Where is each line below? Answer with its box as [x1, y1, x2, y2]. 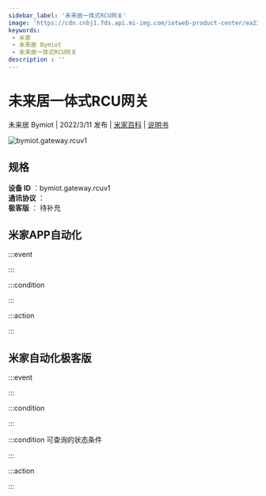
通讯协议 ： [8, 193, 45, 203]
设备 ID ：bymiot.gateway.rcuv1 [8, 183, 111, 192]
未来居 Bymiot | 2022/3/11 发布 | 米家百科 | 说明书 [8, 119, 169, 129]
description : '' [8, 56, 66, 64]
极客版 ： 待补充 [8, 203, 61, 212]
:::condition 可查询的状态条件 [8, 435, 103, 445]
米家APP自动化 [8, 229, 82, 242]
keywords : [8, 26, 41, 34]
